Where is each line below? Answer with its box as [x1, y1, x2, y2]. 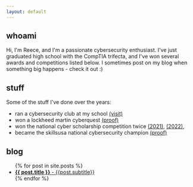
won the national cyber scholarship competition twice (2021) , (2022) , [14, 123, 185, 130]
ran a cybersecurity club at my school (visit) [14, 110, 123, 117]
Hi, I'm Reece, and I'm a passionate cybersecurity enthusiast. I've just [6, 46, 177, 54]
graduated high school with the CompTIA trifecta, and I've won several [6, 53, 179, 60]
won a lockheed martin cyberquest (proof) [14, 117, 119, 124]
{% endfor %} [14, 175, 49, 182]
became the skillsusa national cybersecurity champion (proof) [14, 129, 167, 136]
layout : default [6, 8, 46, 15]
